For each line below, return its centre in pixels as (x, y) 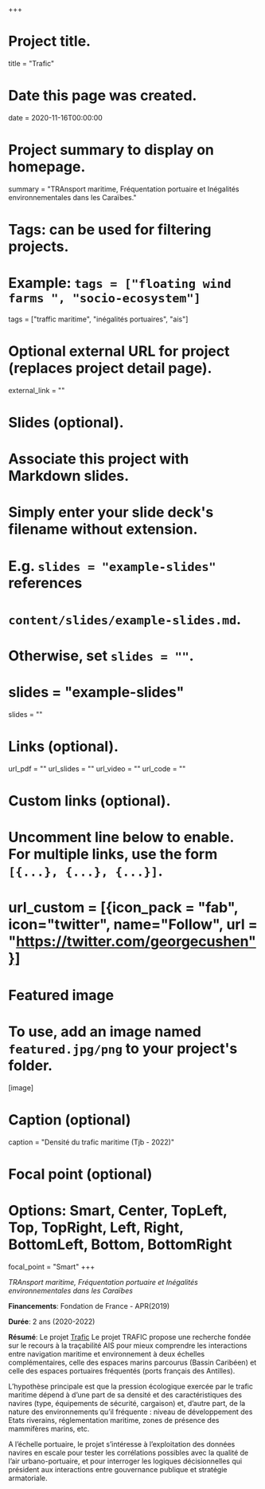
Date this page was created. (103, 96)
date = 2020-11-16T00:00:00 (56, 117)
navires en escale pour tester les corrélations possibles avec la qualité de (129, 1452)
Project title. (50, 41)
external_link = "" (37, 390)
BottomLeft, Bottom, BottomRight (120, 1244)
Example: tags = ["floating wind (120, 283)
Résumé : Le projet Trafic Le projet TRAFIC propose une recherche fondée (130, 1337)
